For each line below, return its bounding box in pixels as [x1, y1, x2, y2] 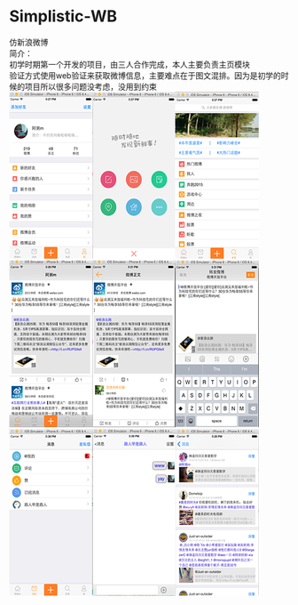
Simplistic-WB [9, 6, 118, 27]
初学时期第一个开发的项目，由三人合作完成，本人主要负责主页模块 [9, 59, 250, 69]
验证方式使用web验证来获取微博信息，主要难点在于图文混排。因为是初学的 [9, 69, 281, 81]
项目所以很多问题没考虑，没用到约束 [24, 81, 157, 92]
